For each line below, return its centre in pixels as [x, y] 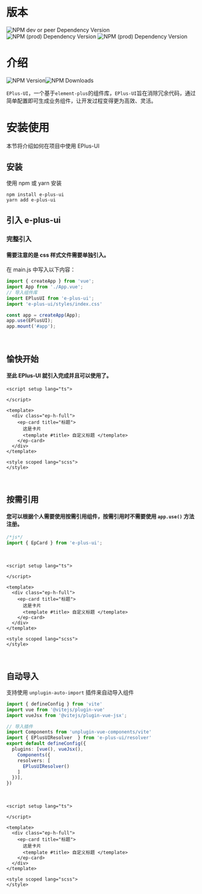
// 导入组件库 [22, 292]
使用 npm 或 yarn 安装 [34, 183]
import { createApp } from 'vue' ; [50, 281]
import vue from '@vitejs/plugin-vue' [56, 710]
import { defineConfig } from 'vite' [54, 704]
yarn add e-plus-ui [31, 200]
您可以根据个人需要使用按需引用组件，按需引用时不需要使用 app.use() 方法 [100, 516]
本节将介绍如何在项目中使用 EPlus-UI [53, 146]
